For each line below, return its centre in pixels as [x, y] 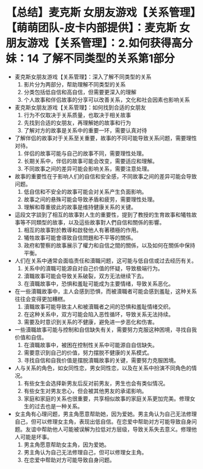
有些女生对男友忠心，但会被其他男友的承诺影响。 [85, 391]
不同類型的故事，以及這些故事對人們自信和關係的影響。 [95, 222]
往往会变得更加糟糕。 [41, 299]
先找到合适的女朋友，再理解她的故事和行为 [77, 123]
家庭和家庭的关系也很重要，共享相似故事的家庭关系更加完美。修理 [107, 398]
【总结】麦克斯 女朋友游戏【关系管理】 [101, 13]
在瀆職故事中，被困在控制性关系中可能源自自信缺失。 [91, 345]
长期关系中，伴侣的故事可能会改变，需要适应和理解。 [91, 161]
